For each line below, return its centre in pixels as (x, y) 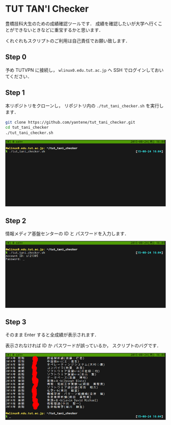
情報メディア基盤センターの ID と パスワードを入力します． (67, 234)
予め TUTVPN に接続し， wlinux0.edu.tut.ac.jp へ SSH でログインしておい (84, 70)
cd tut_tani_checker (27, 128)
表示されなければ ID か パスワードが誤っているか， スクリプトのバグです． (83, 346)
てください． (19, 76)
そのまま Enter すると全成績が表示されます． (52, 335)
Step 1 (15, 93)
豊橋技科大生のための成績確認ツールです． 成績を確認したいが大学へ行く (82, 23)
